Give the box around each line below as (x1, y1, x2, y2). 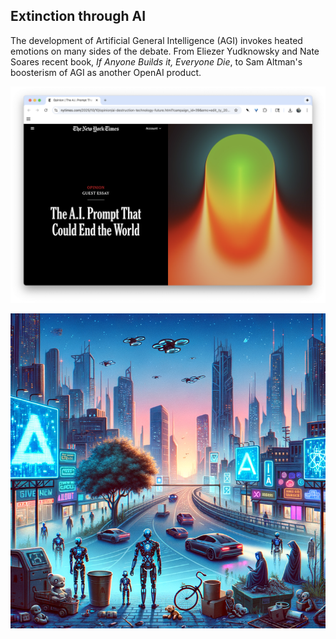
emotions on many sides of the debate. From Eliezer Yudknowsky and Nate (10, 45, 320, 57)
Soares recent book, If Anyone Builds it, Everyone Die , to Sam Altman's (10, 55, 303, 68)
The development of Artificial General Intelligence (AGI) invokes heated (10, 34, 303, 46)
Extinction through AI (10, 8, 147, 25)
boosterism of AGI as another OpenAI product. (10, 66, 202, 78)
